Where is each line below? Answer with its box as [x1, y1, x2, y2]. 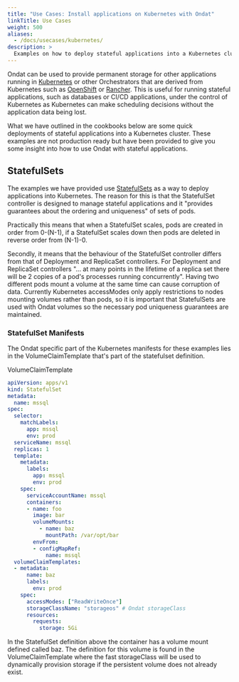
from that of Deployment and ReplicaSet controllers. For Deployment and [7, 257, 221, 265]
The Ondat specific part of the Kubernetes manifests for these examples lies [7, 344, 231, 352]
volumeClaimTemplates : [14, 558, 81, 566]
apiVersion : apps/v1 [7, 379, 69, 386]
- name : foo [26, 505, 62, 512]
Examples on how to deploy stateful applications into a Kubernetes [14, 51, 221, 58]
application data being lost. [7, 108, 87, 116]
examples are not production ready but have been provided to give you [7, 136, 216, 145]
